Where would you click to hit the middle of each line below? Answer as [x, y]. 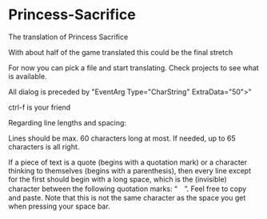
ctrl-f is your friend [40, 107]
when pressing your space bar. [59, 206]
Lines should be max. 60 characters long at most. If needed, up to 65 [122, 138]
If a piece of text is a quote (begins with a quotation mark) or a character [128, 162]
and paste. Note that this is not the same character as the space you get [127, 197]
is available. [28, 76]
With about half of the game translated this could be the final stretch [121, 52]
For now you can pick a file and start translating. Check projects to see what [134, 68]
